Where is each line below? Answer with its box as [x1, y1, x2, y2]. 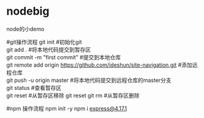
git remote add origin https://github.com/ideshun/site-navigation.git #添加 [6, 61, 193, 68]
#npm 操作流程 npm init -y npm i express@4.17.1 [6, 105, 127, 112]
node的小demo [6, 25, 45, 32]
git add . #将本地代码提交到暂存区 [6, 46, 91, 53]
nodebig [6, 4, 50, 18]
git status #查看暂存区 [6, 84, 62, 91]
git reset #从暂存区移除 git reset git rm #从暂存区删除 [6, 92, 140, 99]
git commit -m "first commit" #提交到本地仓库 [6, 53, 121, 61]
